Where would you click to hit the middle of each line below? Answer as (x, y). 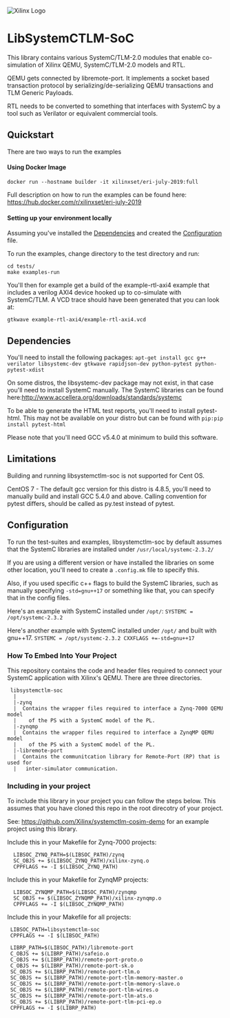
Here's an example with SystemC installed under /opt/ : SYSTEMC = (100, 611)
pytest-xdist (26, 370)
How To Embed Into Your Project (62, 655)
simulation (22, 65)
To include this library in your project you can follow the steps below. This (112, 801)
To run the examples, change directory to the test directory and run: (103, 254)
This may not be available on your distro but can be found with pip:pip (123, 418)
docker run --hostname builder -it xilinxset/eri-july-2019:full (103, 182)
